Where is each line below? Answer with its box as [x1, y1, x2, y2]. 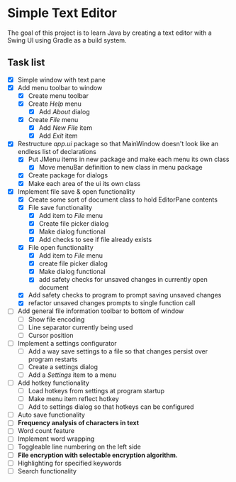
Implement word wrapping [17, 434, 95, 443]
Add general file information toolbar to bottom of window [17, 307, 184, 315]
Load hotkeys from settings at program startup [28, 387, 165, 395]
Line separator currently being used [28, 323, 133, 332]
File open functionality [28, 243, 94, 251]
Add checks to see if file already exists [38, 235, 152, 243]
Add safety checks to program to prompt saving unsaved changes [28, 291, 222, 300]
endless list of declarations [17, 148, 97, 156]
